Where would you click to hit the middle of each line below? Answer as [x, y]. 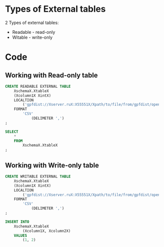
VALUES [20, 235]
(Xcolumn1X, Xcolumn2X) [47, 231]
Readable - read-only [33, 32]
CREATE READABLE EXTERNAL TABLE [38, 86]
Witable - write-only [32, 37]
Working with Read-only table [51, 75]
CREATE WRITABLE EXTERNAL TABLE [38, 176]
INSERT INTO [17, 222]
